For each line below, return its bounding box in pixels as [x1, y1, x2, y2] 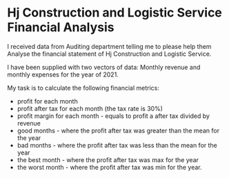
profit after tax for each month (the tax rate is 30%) [17, 104, 163, 112]
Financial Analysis [7, 19, 114, 35]
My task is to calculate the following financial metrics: [7, 83, 160, 92]
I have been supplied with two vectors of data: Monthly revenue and [7, 63, 201, 71]
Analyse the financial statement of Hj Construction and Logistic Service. [7, 50, 212, 58]
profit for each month [17, 97, 78, 105]
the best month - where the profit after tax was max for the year [17, 155, 199, 164]
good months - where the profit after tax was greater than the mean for [17, 126, 219, 135]
